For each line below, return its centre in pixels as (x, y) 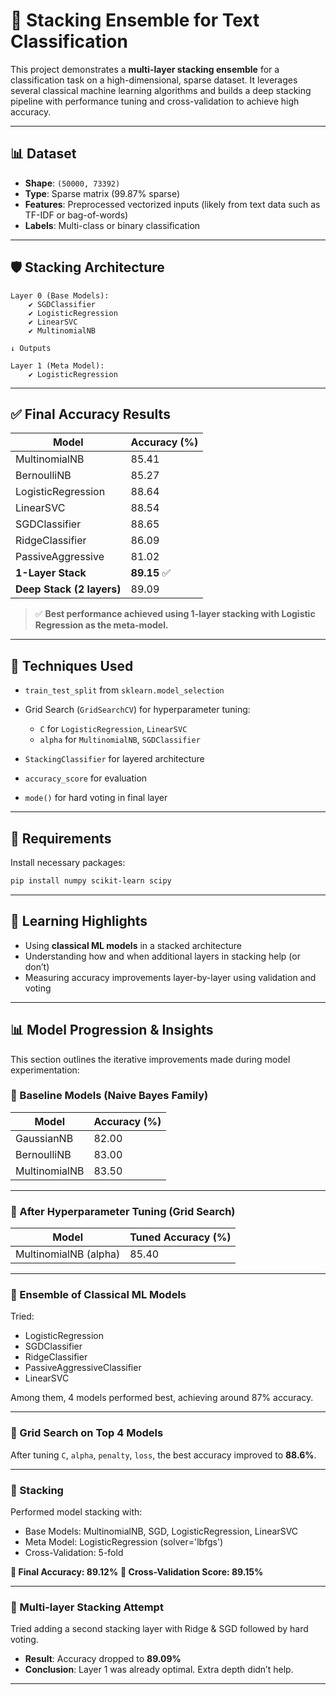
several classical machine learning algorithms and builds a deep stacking (161, 90)
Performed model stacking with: (76, 1511)
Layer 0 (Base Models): (60, 295)
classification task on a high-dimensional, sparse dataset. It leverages (154, 80)
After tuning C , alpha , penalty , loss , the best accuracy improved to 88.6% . (163, 1455)
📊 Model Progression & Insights (112, 1030)
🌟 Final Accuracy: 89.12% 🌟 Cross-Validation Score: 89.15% (137, 1571)
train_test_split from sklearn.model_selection (124, 690)
